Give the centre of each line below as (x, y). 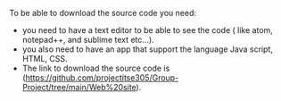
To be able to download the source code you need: (103, 13)
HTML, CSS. (45, 59)
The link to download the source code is (96, 68)
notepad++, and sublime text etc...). (88, 40)
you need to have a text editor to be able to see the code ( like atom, (148, 30)
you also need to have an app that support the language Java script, (148, 49)
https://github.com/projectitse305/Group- (102, 78)
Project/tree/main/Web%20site (79, 87)
